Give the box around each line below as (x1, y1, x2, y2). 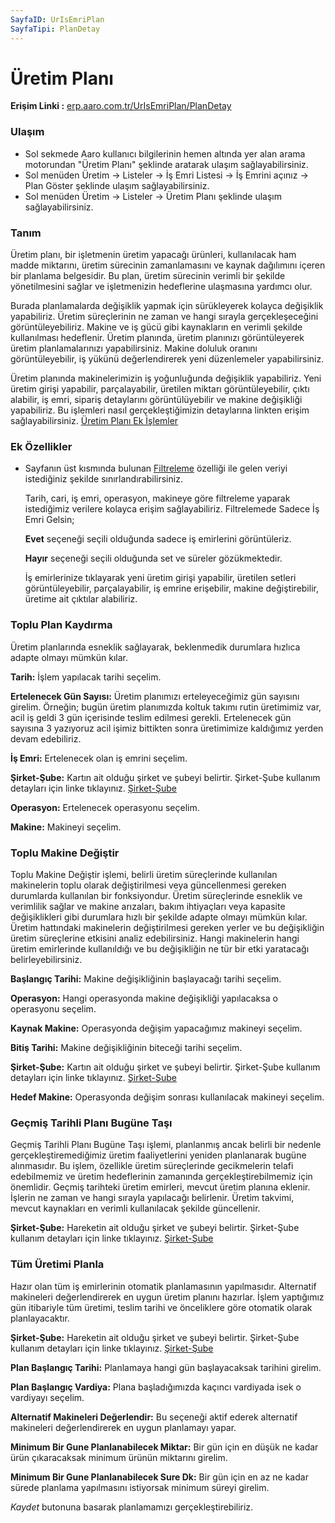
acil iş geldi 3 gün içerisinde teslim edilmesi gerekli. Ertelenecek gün (10, 711, 292, 723)
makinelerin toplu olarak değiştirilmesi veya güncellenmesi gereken (10, 879, 287, 891)
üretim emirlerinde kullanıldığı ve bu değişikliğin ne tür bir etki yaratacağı (10, 942, 310, 955)
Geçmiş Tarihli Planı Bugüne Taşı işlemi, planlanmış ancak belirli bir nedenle (10, 1139, 322, 1151)
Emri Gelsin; (24, 514, 75, 526)
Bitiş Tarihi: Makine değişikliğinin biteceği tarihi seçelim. (10, 1041, 243, 1053)
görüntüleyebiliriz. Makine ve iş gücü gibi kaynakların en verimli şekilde (10, 321, 303, 333)
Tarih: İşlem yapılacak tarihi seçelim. (10, 671, 162, 683)
